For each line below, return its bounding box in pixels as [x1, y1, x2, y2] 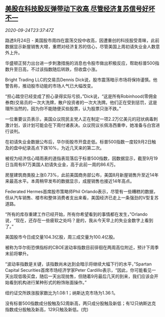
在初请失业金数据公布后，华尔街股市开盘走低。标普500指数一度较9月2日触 [5, 139, 156, 144]
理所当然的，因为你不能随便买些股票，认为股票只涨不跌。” [5, 105, 121, 112]
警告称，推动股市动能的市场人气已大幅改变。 [5, 83, 96, 88]
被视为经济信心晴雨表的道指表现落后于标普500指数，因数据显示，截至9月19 [5, 155, 158, 161]
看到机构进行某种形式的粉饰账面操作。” [9, 279, 87, 285]
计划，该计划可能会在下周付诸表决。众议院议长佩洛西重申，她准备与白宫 [9, 122, 156, 128]
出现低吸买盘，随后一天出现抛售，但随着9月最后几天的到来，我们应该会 [9, 273, 154, 279]
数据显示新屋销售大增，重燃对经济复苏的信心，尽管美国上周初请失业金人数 [5, 43, 156, 49]
